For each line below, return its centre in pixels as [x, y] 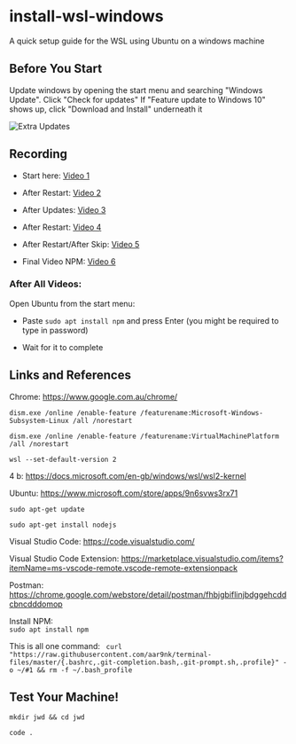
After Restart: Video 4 [62, 227]
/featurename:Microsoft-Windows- [202, 413]
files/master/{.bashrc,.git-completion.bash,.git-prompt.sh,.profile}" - [148, 662]
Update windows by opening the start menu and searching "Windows [136, 90]
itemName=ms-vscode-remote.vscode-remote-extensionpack [123, 568]
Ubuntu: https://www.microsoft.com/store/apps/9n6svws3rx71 [124, 493]
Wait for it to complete [62, 347]
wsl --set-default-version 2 [63, 459]
